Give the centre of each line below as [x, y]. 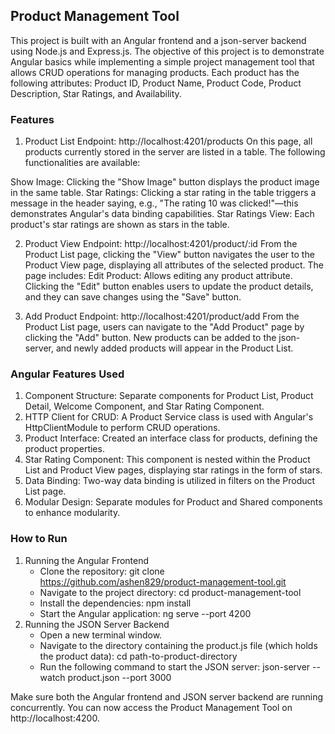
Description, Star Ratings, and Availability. [96, 93]
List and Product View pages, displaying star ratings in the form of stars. [173, 470]
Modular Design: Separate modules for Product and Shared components [173, 502]
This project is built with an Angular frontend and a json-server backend [158, 40]
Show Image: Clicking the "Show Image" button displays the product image [165, 182]
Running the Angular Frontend [87, 560]
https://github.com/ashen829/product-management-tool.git [163, 581]
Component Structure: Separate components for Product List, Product [169, 396]
